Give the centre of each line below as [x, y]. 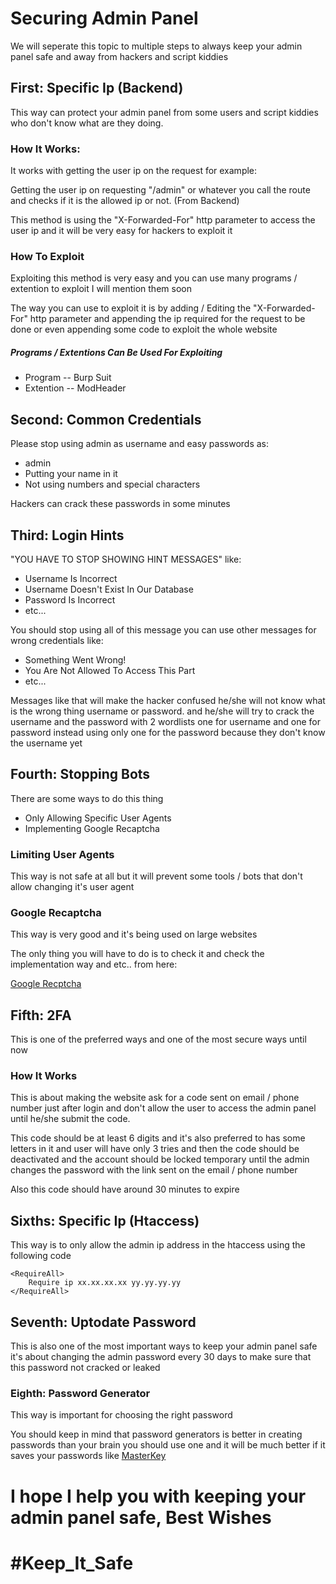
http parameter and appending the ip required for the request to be [167, 319]
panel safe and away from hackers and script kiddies [119, 56]
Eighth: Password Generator [80, 1393]
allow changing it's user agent [72, 887]
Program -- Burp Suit [68, 378]
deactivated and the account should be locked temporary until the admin [160, 1159]
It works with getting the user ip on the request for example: [134, 171]
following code [41, 1256]
